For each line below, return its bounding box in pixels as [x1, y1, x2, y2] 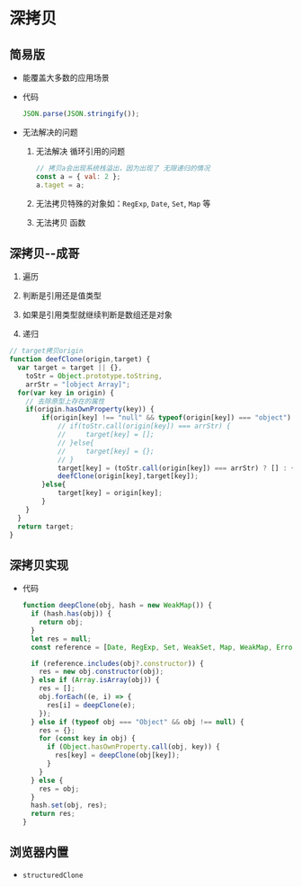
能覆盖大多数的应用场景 [22, 73, 110, 83]
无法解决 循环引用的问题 [35, 146, 126, 156]
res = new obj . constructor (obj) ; [39, 667, 164, 677]
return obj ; [39, 617, 84, 626]
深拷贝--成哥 [9, 245, 80, 261]
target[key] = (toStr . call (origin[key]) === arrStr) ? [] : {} [57, 464, 299, 473]
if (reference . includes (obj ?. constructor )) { [31, 659, 205, 668]
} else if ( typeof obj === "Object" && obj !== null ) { [31, 717, 244, 726]
